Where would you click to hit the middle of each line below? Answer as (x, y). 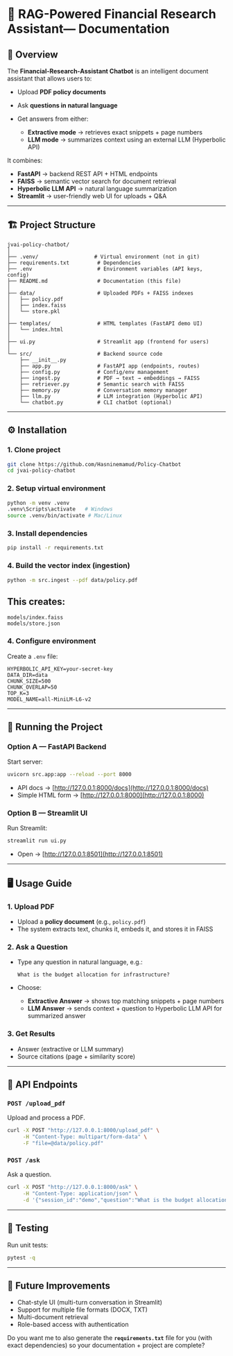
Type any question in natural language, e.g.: (80, 962)
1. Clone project (34, 450)
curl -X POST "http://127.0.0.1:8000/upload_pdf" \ (83, 1131)
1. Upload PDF (31, 907)
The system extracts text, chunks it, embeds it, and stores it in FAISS (115, 929)
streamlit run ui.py (37, 841)
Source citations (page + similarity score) (76, 1056)
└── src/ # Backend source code (85, 354)
